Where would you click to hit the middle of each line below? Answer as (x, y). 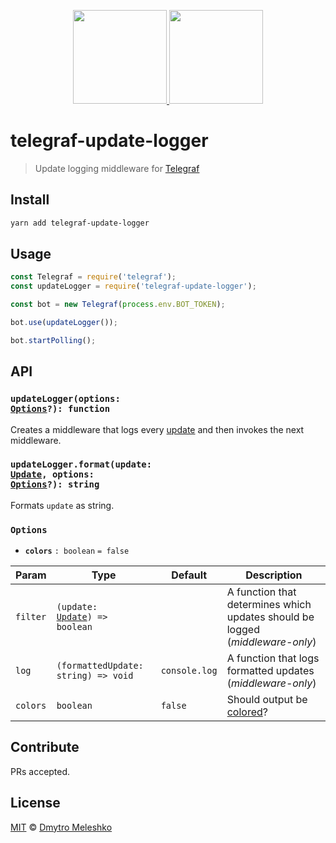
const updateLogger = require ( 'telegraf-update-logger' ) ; (133, 286)
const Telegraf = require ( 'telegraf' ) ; (93, 277)
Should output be (267, 700)
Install (30, 200)
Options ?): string (55, 484)
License (35, 803)
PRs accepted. (40, 771)
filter (31, 617)
